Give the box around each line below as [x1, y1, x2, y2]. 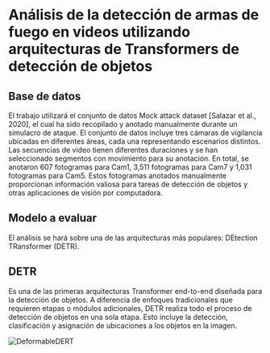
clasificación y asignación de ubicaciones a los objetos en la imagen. [8, 321, 238, 330]
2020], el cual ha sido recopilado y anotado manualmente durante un [8, 120, 238, 128]
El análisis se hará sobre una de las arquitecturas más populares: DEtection [8, 233, 258, 242]
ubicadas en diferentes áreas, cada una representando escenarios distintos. [8, 137, 261, 146]
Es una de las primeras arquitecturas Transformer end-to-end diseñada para [8, 286, 263, 296]
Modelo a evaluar [8, 212, 98, 225]
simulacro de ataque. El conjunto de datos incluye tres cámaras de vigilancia [8, 128, 263, 137]
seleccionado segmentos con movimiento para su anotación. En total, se [8, 153, 250, 163]
